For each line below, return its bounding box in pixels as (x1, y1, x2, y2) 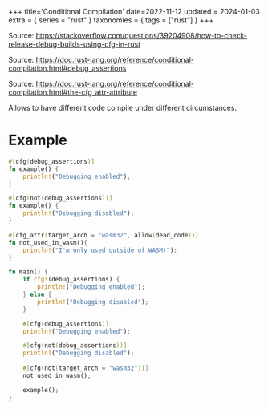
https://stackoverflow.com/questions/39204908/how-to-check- (35, 31, 247, 40)
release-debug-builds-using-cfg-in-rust (8, 39, 141, 49)
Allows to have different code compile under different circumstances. (8, 103, 238, 112)
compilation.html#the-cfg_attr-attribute (8, 87, 138, 97)
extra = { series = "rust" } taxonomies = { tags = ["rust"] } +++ (8, 15, 214, 25)
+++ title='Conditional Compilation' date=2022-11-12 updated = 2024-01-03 (8, 7, 261, 16)
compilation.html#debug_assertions (8, 63, 127, 73)
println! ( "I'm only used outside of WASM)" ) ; (22, 246, 178, 254)
